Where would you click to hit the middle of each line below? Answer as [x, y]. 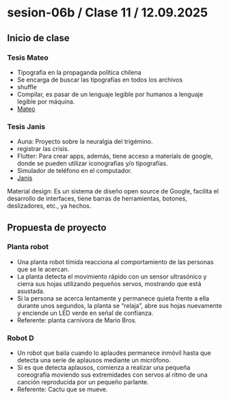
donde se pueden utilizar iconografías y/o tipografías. [92, 163]
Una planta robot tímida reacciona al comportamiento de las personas [115, 261]
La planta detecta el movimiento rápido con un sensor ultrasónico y [112, 277]
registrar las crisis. [43, 149]
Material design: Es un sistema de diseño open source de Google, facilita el [113, 191]
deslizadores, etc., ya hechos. [49, 206]
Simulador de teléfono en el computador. [75, 171]
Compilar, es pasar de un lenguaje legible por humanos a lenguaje [110, 94]
